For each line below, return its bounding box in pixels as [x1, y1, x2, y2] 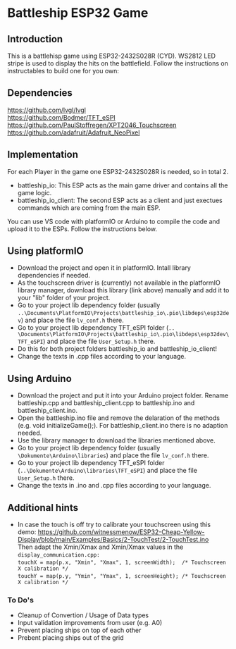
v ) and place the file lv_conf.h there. [17, 316, 125, 325]
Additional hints [7, 502, 79, 514]
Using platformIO [7, 245, 85, 257]
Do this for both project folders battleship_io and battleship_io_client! [17, 345, 217, 353]
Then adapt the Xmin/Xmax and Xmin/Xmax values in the [17, 543, 184, 551]
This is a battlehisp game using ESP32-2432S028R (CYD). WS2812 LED [7, 51, 216, 60]
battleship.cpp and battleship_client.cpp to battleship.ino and [17, 399, 195, 407]
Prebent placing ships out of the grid [17, 633, 125, 642]
